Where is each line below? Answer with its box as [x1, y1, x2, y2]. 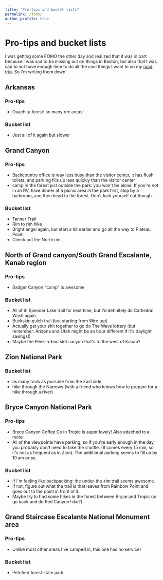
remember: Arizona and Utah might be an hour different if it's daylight [12, 328, 152, 334]
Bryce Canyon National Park [5, 403, 92, 412]
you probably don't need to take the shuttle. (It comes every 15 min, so [12, 444, 154, 450]
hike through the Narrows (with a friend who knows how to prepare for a [12, 384, 157, 390]
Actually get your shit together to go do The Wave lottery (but [12, 323, 136, 329]
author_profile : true [5, 16, 49, 21]
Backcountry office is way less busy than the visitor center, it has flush [12, 172, 154, 178]
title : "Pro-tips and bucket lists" [5, 7, 79, 12]
